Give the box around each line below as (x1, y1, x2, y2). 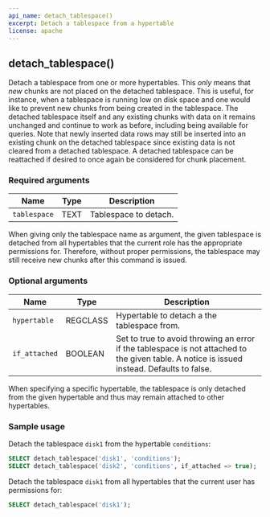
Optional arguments (8, 275, 88, 286)
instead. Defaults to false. (116, 363, 212, 374)
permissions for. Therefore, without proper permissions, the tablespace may (8, 247, 260, 256)
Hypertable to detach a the (116, 310, 217, 321)
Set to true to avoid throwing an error (116, 333, 256, 344)
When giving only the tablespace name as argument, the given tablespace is (8, 230, 262, 240)
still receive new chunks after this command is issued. (8, 255, 187, 265)
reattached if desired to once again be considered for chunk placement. (8, 154, 247, 165)
